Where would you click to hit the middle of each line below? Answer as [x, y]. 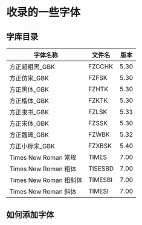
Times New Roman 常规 [43, 158]
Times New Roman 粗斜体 [46, 180]
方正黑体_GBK [29, 90]
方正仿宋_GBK [29, 78]
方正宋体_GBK [29, 123]
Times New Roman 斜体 [43, 191]
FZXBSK [100, 146]
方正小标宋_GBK [32, 146]
